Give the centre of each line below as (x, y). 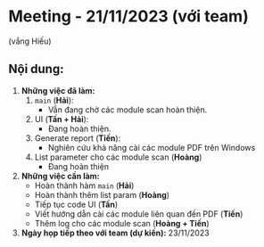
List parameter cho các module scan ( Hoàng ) (118, 157)
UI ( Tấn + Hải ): (62, 119)
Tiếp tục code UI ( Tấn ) (76, 204)
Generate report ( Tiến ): (78, 138)
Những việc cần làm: (60, 176)
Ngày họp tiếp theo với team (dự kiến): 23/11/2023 (115, 233)
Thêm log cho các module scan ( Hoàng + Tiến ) (122, 223)
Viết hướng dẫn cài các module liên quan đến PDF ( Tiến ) (139, 214)
